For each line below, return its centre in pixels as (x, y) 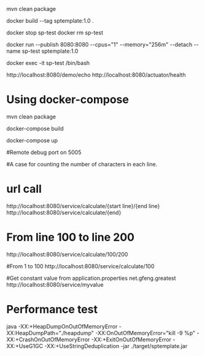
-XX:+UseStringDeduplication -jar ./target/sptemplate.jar (116, 346)
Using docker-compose (68, 100)
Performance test (52, 309)
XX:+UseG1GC (25, 346)
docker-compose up (32, 140)
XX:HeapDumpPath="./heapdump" (50, 333)
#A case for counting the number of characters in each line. (82, 164)
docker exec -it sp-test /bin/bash (48, 63)
